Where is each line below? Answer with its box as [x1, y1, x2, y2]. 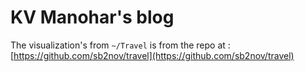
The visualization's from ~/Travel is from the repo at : [10, 39, 231, 51]
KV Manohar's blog [10, 6, 175, 29]
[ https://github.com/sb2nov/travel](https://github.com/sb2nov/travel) [10, 49, 295, 61]
